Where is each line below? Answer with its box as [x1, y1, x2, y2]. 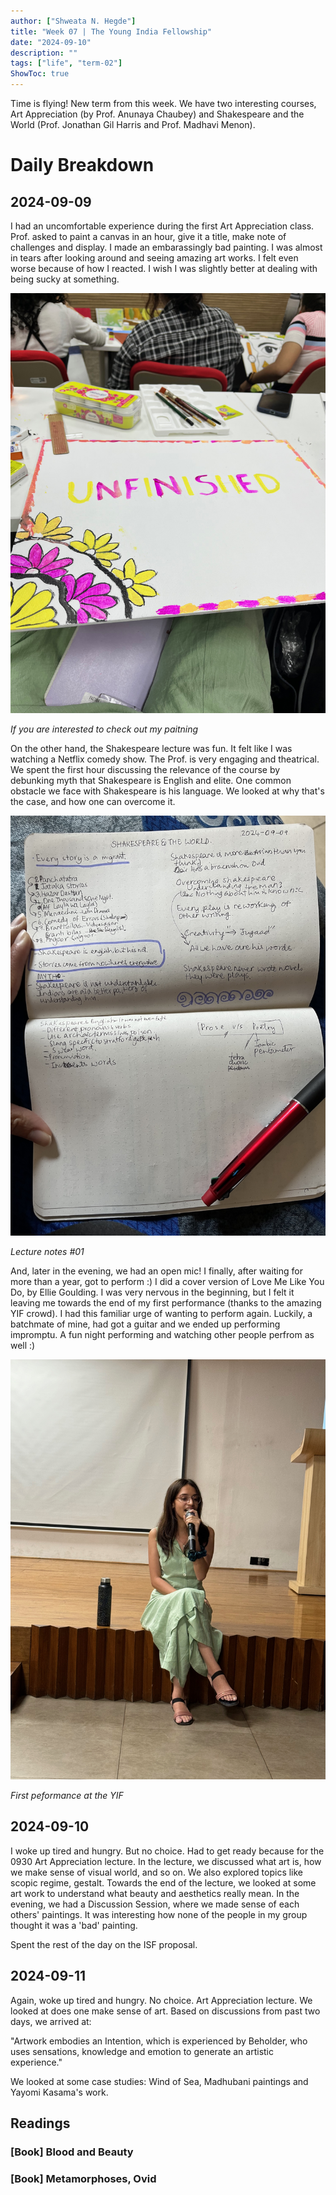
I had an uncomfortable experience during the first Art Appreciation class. [10, 220, 315, 232]
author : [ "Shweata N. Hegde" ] [10, 16, 137, 26]
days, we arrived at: [10, 2015, 92, 2027]
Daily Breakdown [10, 154, 155, 177]
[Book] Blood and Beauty [10, 2145, 134, 2159]
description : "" [10, 48, 78, 58]
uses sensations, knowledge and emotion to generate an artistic [10, 2045, 275, 2057]
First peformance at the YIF [10, 1790, 124, 1801]
